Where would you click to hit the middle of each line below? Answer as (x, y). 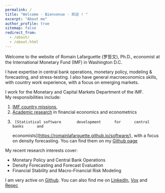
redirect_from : (21, 33)
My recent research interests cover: (41, 150)
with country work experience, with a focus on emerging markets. (72, 82)
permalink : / (19, 10)
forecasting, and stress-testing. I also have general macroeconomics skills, (81, 77)
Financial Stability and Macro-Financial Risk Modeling (67, 170)
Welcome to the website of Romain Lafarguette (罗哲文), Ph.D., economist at (82, 56)
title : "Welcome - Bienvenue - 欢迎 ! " (46, 14)
